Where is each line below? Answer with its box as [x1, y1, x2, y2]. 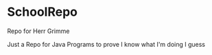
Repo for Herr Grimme [7, 27, 70, 35]
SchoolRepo [7, 4, 78, 20]
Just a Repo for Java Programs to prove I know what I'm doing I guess [7, 40, 206, 48]
